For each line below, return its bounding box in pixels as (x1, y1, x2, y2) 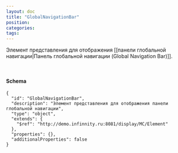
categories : (6, 25, 35, 31)
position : (6, 19, 30, 25)
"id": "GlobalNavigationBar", (11, 96, 85, 101)
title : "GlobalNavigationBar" (6, 14, 80, 20)
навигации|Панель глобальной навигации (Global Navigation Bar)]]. (6, 53, 173, 60)
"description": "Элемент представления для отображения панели (11, 101, 168, 107)
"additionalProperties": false (11, 137, 88, 142)
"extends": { (11, 116, 43, 122)
